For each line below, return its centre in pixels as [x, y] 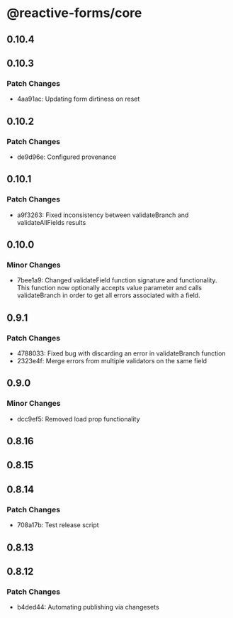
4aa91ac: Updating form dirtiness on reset [78, 99]
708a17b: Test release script [58, 525]
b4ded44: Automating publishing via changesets [88, 607]
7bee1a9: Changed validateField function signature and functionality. [117, 280]
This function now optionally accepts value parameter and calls [109, 288]
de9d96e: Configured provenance [67, 157]
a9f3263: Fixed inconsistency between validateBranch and [103, 215]
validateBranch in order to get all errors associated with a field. [108, 295]
